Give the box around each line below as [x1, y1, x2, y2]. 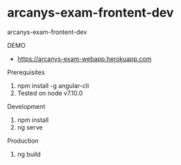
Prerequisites [7, 68, 45, 76]
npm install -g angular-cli [17, 81, 89, 89]
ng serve [17, 123, 43, 131]
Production [7, 137, 39, 145]
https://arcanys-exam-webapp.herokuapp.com [17, 54, 152, 63]
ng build [17, 150, 41, 158]
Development [7, 102, 46, 110]
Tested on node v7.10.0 [17, 89, 83, 97]
